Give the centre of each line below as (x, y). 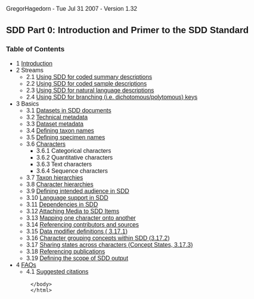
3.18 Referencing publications (66, 251)
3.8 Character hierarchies (60, 184)
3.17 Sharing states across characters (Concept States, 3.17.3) (110, 245)
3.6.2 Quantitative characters (75, 158)
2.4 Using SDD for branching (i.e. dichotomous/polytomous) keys (112, 97)
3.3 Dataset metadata (55, 124)
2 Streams (30, 70)
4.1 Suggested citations (58, 272)
